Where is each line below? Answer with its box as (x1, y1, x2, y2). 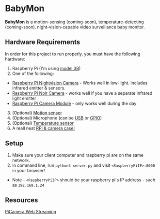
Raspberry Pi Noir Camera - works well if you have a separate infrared (12, 90, 153, 96)
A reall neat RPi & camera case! (12, 125, 75, 131)
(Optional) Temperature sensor (12, 120, 74, 126)
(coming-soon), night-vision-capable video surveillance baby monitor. (5, 24, 145, 29)
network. (12, 157, 30, 163)
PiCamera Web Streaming (5, 209, 57, 215)
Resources (5, 196, 38, 204)
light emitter (12, 95, 36, 101)
